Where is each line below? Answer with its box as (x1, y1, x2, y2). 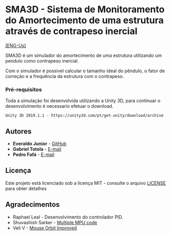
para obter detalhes (5, 185, 47, 191)
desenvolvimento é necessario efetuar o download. (5, 103, 114, 109)
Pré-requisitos (5, 86, 42, 93)
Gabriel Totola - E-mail (12, 146, 61, 152)
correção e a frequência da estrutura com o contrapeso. (5, 73, 124, 79)
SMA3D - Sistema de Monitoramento (5, 4, 165, 15)
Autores (5, 127, 32, 135)
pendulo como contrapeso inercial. (5, 57, 79, 64)
